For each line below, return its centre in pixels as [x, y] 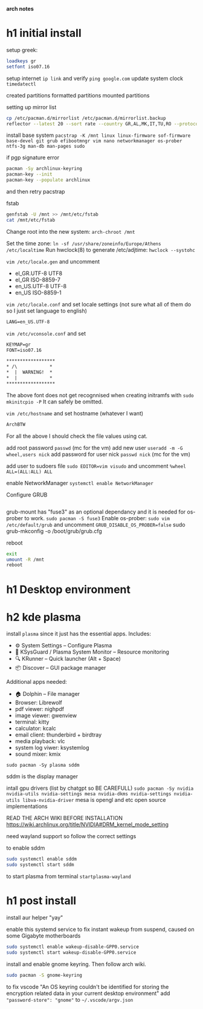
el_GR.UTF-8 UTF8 [38, 273]
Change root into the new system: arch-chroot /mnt [71, 231]
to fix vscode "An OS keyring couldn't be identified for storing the [88, 987]
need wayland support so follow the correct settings [71, 836]
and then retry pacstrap [36, 192]
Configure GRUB [27, 495]
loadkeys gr [21, 61]
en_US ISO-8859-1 [38, 293]
